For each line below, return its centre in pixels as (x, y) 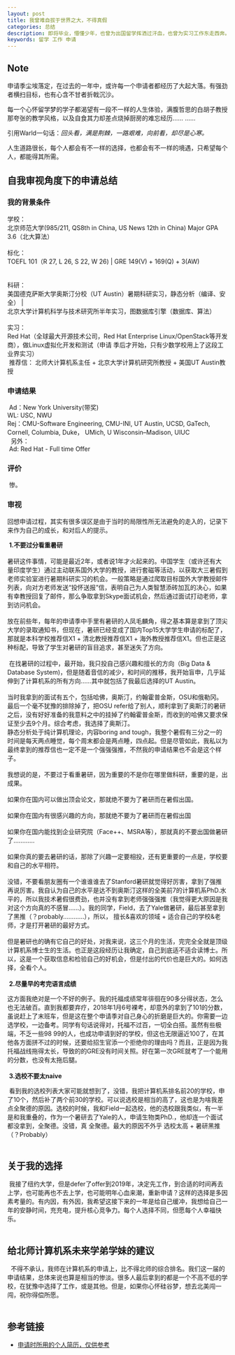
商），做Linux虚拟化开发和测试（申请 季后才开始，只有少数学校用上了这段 (113, 345)
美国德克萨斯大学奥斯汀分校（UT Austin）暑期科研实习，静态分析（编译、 (113, 294)
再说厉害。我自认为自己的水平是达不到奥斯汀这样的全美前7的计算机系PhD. (114, 890)
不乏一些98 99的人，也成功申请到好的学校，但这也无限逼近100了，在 (119, 1033)
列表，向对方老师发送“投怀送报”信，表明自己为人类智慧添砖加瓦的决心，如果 (117, 587)
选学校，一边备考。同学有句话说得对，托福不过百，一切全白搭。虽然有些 (111, 1024)
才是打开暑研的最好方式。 (56, 925)
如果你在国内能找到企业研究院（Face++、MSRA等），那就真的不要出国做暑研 (117, 831)
